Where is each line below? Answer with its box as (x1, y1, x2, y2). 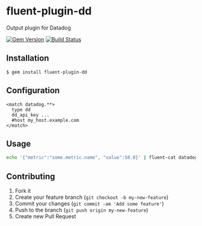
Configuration (6, 85, 60, 96)
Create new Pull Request (14, 213, 76, 220)
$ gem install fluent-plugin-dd (6, 69, 87, 75)
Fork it (14, 188, 31, 195)
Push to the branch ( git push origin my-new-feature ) (14, 206, 148, 214)
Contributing (6, 171, 55, 182)
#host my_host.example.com (11, 117, 79, 123)
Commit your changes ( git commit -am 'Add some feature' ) (14, 200, 164, 207)
